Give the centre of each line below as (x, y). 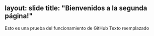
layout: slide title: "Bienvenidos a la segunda (76, 8)
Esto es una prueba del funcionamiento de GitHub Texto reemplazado (77, 28)
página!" (19, 16)
